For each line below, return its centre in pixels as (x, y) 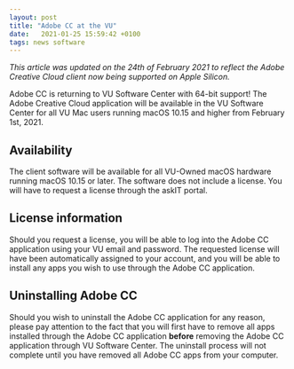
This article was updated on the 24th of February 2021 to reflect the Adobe (147, 67)
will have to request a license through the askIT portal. (108, 191)
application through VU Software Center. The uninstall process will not (138, 345)
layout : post (33, 17)
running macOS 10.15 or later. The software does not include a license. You (146, 181)
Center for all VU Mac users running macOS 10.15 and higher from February (147, 113)
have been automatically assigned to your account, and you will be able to (145, 258)
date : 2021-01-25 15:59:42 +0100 (75, 34)
